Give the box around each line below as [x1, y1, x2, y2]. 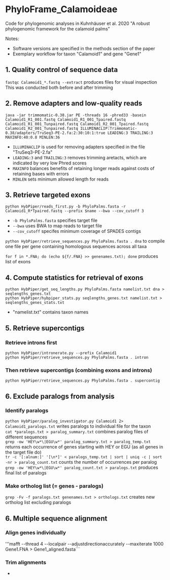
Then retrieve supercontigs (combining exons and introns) [5, 366, 152, 373]
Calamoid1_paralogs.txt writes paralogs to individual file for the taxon [5, 423, 151, 429]
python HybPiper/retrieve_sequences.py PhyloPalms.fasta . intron [5, 355, 149, 360]
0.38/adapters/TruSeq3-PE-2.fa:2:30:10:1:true [5, 130, 106, 135]
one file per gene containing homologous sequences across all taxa [5, 244, 147, 250]
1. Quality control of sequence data [5, 65, 118, 74]
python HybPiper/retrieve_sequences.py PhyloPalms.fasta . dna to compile [5, 238, 165, 244]
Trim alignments [5, 559, 47, 566]
